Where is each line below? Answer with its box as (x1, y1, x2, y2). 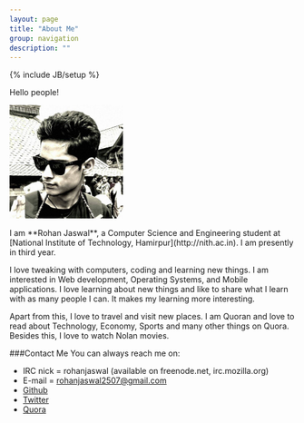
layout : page (9, 15, 59, 24)
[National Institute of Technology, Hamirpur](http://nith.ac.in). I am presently (9, 237, 294, 249)
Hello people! (9, 87, 59, 98)
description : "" (9, 44, 71, 53)
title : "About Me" (9, 24, 79, 34)
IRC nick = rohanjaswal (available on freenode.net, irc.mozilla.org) (22, 366, 270, 377)
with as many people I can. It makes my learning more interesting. (9, 293, 256, 304)
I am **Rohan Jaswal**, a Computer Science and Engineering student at (9, 228, 281, 239)
